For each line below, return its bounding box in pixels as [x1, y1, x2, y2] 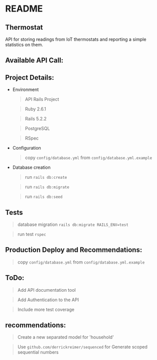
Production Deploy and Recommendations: [5, 246, 142, 254]
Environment [12, 86, 39, 93]
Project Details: [5, 73, 54, 82]
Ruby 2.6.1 [25, 106, 46, 112]
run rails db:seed [25, 194, 63, 200]
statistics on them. [5, 42, 44, 48]
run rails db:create [25, 174, 67, 180]
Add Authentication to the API [17, 297, 79, 303]
